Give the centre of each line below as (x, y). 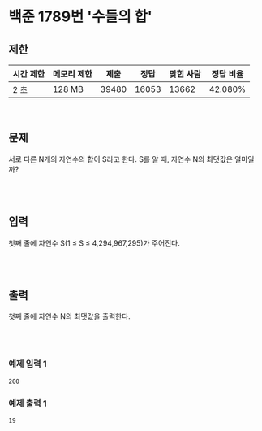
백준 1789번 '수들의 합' (80, 17)
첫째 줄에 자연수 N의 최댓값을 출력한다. (70, 316)
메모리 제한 (73, 74)
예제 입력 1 (28, 364)
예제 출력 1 (28, 403)
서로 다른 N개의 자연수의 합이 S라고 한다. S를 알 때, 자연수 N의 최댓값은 (121, 159)
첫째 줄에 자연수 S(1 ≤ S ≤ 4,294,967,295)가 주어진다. (94, 243)
